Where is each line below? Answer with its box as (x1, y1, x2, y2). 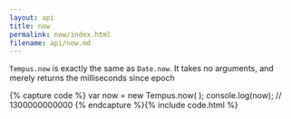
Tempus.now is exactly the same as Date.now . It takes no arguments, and (9, 63, 274, 74)
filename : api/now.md (9, 38, 92, 48)
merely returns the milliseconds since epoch (9, 73, 175, 84)
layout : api (9, 13, 54, 23)
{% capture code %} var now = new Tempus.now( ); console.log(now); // (9, 90, 282, 101)
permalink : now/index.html (9, 30, 112, 39)
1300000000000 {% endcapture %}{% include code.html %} (9, 100, 238, 111)
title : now (9, 22, 51, 31)
